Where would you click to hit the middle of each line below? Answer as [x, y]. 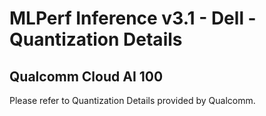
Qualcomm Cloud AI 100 [86, 76]
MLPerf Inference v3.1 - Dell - [133, 18]
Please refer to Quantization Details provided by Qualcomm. [132, 100]
